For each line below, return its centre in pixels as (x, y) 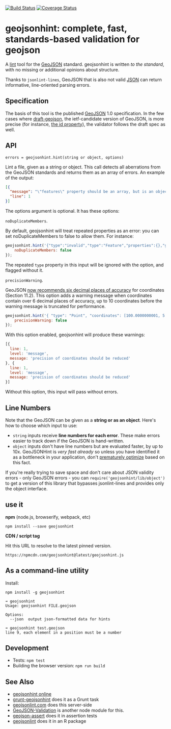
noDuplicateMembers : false (43, 250)
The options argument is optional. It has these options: (62, 211)
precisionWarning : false (41, 320)
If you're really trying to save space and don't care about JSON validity (80, 472)
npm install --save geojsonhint (39, 526)
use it (14, 505)
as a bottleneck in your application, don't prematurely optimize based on (89, 457)
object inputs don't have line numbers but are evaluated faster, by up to (88, 446)
